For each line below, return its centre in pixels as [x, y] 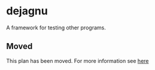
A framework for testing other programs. [56, 28]
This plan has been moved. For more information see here [77, 60]
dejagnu [27, 11]
